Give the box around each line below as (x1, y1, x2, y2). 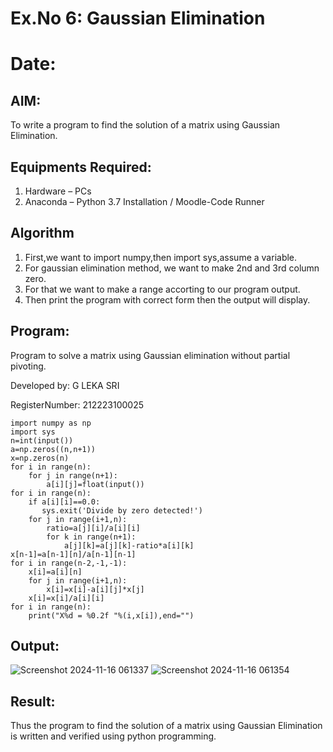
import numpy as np (10, 418, 92, 428)
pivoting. (10, 360, 47, 372)
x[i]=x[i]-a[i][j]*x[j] (46, 584, 145, 594)
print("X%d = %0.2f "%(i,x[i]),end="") (28, 610, 195, 621)
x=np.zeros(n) (10, 453, 70, 463)
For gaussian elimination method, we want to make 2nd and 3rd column (24, 262, 320, 274)
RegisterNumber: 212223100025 (10, 398, 145, 411)
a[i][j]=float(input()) (46, 479, 145, 489)
